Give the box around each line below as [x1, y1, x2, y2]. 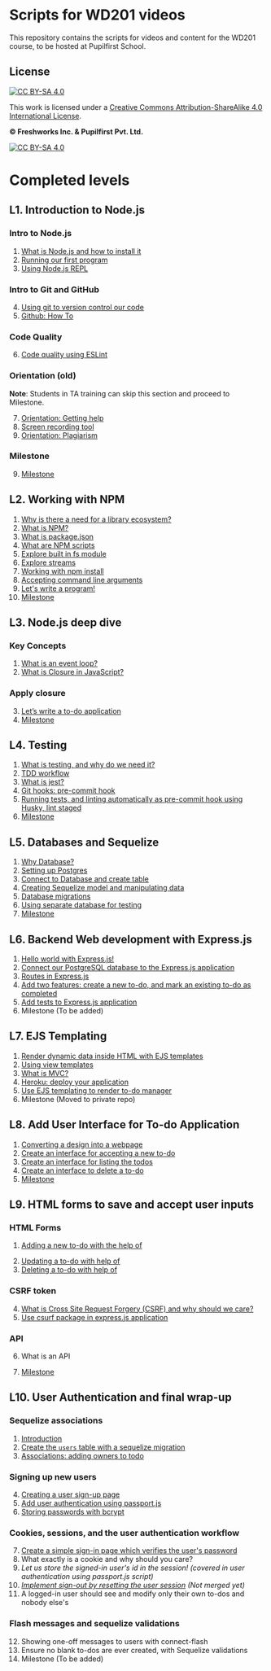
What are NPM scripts [20, 540, 95, 550]
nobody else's [20, 1598, 69, 1608]
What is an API [20, 1351, 71, 1361]
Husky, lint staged [20, 803, 82, 813]
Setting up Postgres [20, 865, 88, 876]
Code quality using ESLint [20, 350, 108, 360]
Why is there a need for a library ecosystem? [20, 514, 172, 524]
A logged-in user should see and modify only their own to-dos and [20, 1589, 245, 1599]
